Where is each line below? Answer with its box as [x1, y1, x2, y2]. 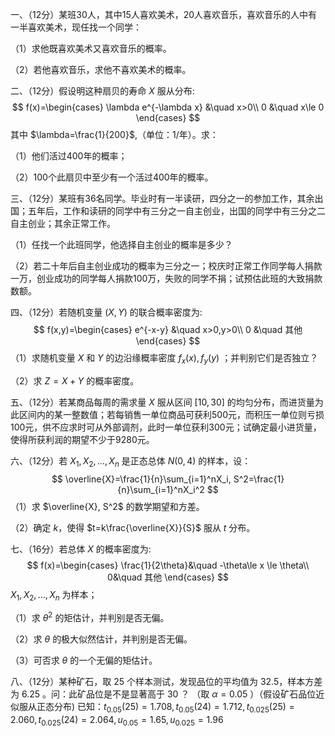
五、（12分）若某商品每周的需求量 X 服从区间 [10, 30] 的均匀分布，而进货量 [10, 396, 315, 408]
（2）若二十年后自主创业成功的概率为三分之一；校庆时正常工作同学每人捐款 [10, 260, 323, 272]
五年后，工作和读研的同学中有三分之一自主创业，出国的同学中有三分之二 [27, 205, 326, 217]
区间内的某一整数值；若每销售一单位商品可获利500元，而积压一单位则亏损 [18, 408, 325, 420]
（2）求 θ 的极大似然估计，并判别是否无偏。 [10, 633, 193, 645]
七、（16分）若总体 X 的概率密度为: [10, 543, 152, 555]
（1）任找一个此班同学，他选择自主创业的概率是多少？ [10, 239, 233, 250]
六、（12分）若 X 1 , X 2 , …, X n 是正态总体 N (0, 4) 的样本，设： [10, 454, 252, 469]
